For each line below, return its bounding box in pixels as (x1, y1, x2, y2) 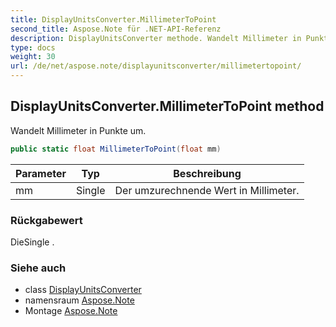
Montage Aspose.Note (24, 305, 118, 317)
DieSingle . (10, 236, 55, 248)
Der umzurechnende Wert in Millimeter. (114, 183, 300, 197)
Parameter (15, 166, 67, 180)
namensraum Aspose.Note (24, 294, 135, 306)
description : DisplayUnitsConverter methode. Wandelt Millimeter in (10, 33, 302, 43)
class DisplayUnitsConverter (24, 284, 142, 296)
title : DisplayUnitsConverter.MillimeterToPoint (10, 14, 217, 25)
